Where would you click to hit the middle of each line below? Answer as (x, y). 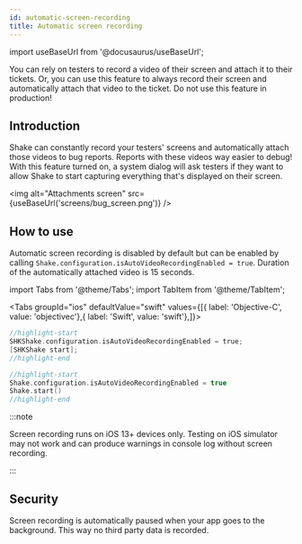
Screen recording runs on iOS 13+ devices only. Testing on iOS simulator (144, 434)
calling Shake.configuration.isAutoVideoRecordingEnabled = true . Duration (149, 263)
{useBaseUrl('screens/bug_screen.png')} (85, 203)
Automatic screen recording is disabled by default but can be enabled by (144, 254)
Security (34, 499)
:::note (21, 417)
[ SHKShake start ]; (44, 350)
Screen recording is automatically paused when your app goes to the (137, 520)
